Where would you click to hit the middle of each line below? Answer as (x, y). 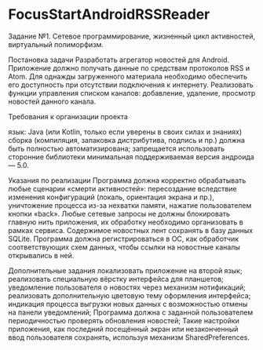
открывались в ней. (41, 255)
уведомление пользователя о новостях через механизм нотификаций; (127, 287)
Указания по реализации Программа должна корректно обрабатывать (127, 180)
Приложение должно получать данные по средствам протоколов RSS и (129, 67)
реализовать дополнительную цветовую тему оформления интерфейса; (130, 295)
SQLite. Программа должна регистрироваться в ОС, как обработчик (124, 239)
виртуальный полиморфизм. (56, 44)
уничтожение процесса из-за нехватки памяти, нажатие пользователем (130, 205)
